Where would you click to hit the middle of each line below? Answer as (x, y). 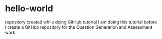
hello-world (29, 9)
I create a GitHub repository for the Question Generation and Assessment (79, 27)
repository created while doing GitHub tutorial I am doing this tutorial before (81, 22)
